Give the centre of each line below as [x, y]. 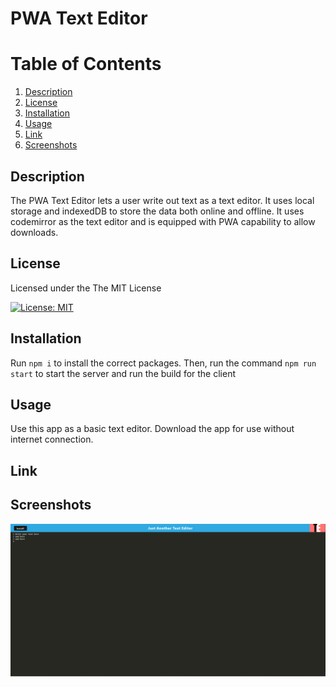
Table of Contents [86, 64]
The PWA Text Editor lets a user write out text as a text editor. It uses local [162, 200]
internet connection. [52, 439]
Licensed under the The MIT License [86, 288]
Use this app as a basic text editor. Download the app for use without [152, 429]
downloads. [34, 232]
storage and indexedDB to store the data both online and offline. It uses [157, 211]
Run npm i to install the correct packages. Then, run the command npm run [163, 363]
